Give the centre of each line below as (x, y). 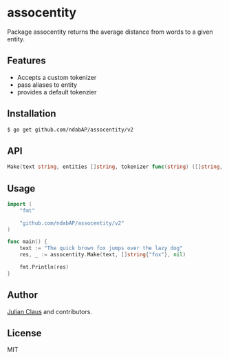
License (24, 333)
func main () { (28, 242)
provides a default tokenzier (57, 92)
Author (22, 295)
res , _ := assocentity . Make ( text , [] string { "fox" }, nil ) (103, 255)
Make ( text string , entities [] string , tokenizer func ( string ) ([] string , (115, 167)
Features (26, 61)
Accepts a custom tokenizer (57, 77)
